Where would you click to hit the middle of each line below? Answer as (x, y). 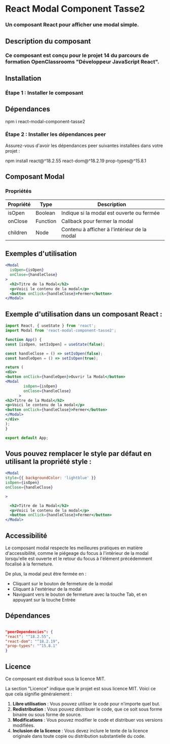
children (17, 232)
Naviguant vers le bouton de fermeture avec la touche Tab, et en (80, 594)
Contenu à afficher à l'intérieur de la (104, 229)
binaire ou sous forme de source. (47, 715)
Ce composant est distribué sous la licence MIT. (55, 679)
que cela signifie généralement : (39, 694)
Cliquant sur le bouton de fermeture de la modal (62, 584)
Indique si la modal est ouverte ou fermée (111, 212)
